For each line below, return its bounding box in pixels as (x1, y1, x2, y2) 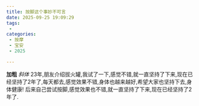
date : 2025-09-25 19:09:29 (6, 14, 74, 20)
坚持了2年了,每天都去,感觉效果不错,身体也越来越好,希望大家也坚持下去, (11, 78, 187, 85)
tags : (6, 20, 20, 26)
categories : (6, 31, 36, 37)
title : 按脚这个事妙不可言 (6, 8, 67, 15)
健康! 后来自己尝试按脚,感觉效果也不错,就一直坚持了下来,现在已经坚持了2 (11, 86, 192, 93)
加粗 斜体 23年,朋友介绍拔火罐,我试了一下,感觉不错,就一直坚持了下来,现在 (6, 70, 188, 78)
